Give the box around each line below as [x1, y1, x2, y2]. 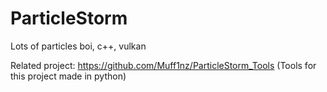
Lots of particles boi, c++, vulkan [10, 40, 147, 52]
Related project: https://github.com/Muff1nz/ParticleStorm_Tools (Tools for [10, 59, 317, 71]
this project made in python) [10, 70, 127, 82]
